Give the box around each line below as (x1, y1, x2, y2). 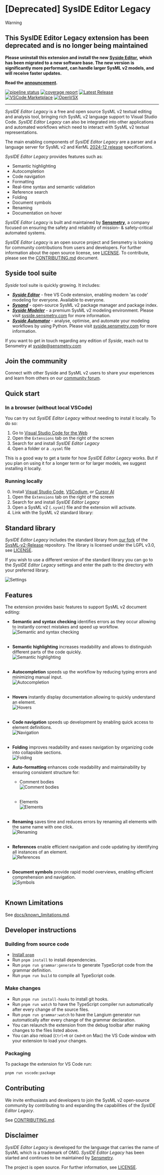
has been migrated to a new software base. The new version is (5, 60, 135, 66)
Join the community (5, 357, 67, 365)
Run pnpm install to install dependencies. (12, 957, 97, 963)
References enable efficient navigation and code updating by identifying (12, 844, 159, 850)
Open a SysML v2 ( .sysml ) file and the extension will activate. (12, 504, 136, 510)
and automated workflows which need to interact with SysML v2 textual (5, 124, 149, 130)
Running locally (5, 477, 43, 484)
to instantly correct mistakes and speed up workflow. (12, 624, 119, 629)
